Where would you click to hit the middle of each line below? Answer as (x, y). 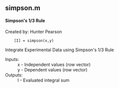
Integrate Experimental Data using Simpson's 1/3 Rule (60, 50)
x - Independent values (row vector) (54, 64)
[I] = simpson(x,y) (34, 41)
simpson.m (23, 8)
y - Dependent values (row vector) (53, 70)
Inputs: (12, 59)
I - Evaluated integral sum (44, 80)
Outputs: (14, 75)
